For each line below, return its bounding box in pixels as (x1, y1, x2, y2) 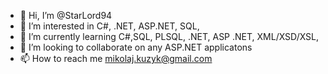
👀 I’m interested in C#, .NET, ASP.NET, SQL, (19, 20, 200, 32)
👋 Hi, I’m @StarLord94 (19, 10, 113, 21)
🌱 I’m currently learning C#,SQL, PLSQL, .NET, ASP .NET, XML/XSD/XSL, (19, 31, 320, 42)
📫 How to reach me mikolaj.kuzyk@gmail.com (19, 53, 213, 64)
